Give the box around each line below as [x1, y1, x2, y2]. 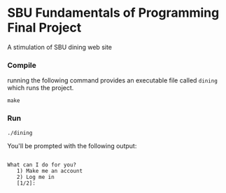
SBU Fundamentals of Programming [7, 5, 220, 21]
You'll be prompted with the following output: [7, 141, 137, 150]
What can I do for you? [7, 161, 77, 169]
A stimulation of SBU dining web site [7, 43, 113, 51]
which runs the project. [7, 84, 74, 92]
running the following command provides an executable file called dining [7, 76, 218, 85]
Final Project [7, 20, 82, 36]
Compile [7, 60, 36, 70]
